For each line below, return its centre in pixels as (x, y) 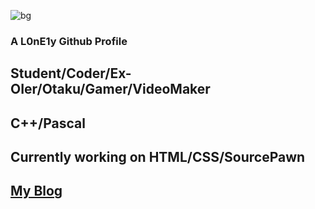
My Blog (36, 191)
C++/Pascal (48, 123)
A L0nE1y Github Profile (69, 41)
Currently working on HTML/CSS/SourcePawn (158, 157)
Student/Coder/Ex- (71, 73)
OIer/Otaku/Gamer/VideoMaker (110, 89)
